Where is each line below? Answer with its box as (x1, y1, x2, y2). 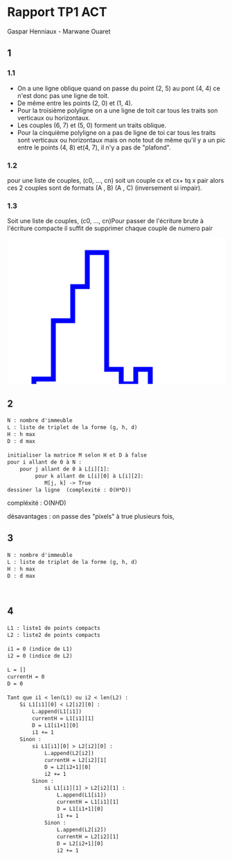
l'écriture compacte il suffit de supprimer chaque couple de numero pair (7, 224, 213, 233)
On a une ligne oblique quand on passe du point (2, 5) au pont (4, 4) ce (17, 84, 220, 92)
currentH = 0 (7, 673, 45, 680)
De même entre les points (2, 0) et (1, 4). (17, 99, 133, 107)
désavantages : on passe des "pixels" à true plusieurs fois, (7, 512, 175, 521)
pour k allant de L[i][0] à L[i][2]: (35, 473, 144, 480)
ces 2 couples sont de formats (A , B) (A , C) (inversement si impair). (7, 184, 202, 192)
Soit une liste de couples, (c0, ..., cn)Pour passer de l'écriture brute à (7, 217, 204, 225)
